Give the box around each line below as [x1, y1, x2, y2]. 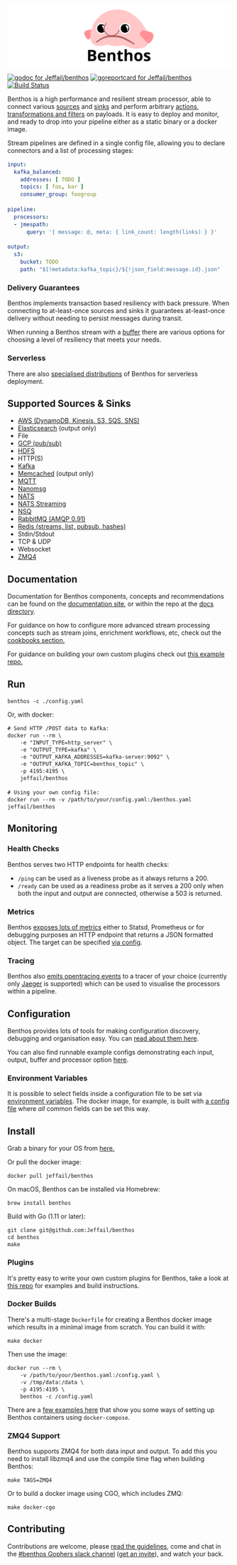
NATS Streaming [17, 500, 67, 508]
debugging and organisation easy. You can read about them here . [7, 1034, 199, 1043]
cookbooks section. [7, 636, 65, 645]
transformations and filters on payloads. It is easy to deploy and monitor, [7, 110, 219, 118]
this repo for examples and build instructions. [7, 1281, 140, 1290]
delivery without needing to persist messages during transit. [7, 314, 183, 322]
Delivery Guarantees [7, 283, 80, 293]
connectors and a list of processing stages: [7, 146, 134, 154]
